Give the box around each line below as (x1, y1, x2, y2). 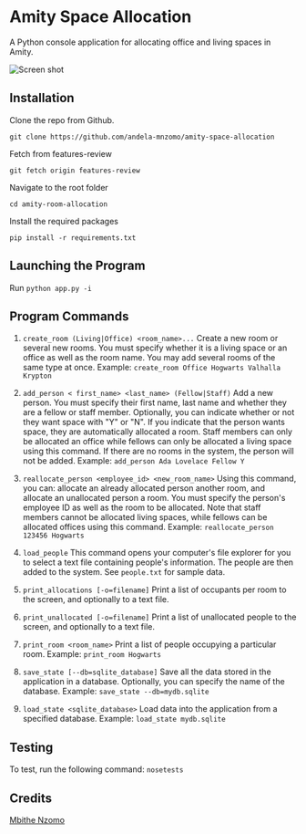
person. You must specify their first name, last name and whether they (22, 397, 287, 408)
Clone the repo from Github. (9, 114, 115, 125)
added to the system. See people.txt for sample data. (22, 567, 226, 578)
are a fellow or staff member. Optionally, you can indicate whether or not (22, 407, 295, 418)
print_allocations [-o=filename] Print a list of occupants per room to (22, 584, 287, 595)
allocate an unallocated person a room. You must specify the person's (22, 493, 286, 504)
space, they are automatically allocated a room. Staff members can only (22, 426, 293, 437)
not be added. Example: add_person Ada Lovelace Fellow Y (22, 455, 245, 466)
